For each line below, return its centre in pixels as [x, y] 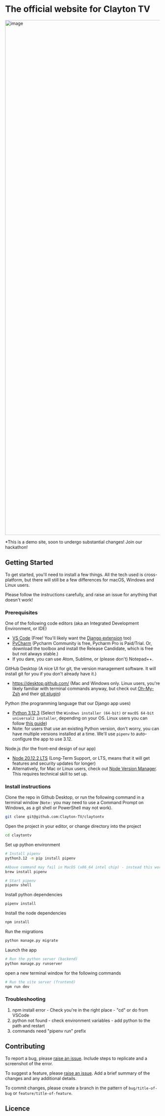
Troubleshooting [25, 999]
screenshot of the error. [29, 1063]
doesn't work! [19, 600]
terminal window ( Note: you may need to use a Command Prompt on [74, 803]
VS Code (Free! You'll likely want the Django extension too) [72, 638]
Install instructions [28, 786]
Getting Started [29, 563]
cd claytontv [18, 835]
